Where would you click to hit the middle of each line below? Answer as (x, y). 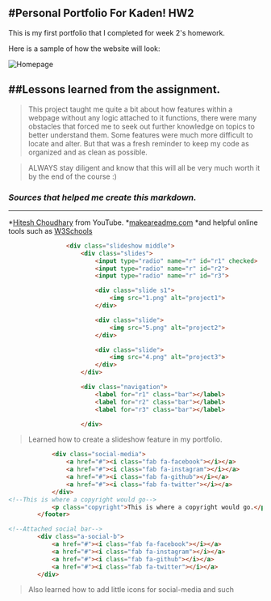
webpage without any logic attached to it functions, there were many (142, 117)
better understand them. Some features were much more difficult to (140, 135)
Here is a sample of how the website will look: (84, 49)
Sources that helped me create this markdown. (102, 197)
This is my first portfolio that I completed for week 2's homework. (117, 32)
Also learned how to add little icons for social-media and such (131, 590)
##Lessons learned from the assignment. (114, 89)
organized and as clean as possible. (88, 152)
